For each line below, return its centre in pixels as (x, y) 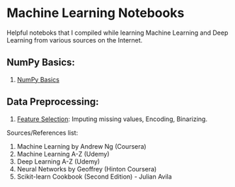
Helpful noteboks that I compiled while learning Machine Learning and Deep (117, 33)
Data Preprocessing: (53, 102)
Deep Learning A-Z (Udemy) (58, 161)
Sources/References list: (42, 132)
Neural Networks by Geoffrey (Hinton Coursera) (87, 169)
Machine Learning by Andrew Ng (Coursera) (81, 146)
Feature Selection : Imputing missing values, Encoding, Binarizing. (112, 119)
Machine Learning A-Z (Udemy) (63, 154)
